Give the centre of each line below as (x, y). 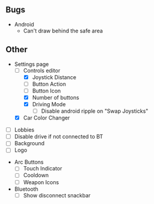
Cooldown (36, 175)
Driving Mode (49, 104)
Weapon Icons (41, 182)
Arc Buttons (29, 162)
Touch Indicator (43, 169)
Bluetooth (26, 189)
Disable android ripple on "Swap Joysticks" (95, 111)
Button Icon (46, 91)
